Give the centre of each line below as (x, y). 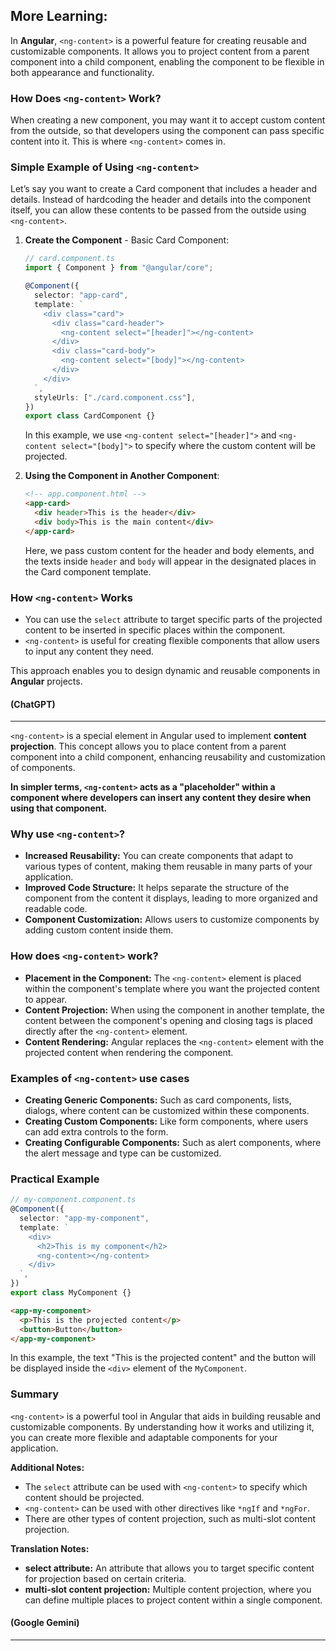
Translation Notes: (50, 1548)
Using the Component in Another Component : (122, 476)
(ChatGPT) (33, 704)
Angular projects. (46, 681)
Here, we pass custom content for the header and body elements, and (169, 550)
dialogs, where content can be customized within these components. (167, 1111)
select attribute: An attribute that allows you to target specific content (169, 1568)
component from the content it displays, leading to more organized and (171, 898)
